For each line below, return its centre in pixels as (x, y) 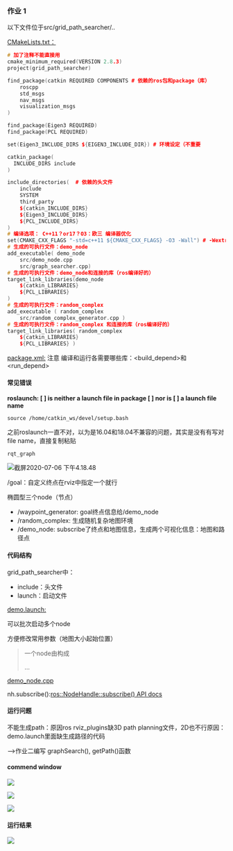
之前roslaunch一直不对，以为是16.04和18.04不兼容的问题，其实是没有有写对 (115, 432)
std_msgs (32, 94)
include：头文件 (40, 587)
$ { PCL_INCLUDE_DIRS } (49, 221)
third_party (37, 202)
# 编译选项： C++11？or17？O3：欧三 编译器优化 (69, 234)
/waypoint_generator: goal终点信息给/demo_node (88, 512)
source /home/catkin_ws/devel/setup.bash (68, 419)
